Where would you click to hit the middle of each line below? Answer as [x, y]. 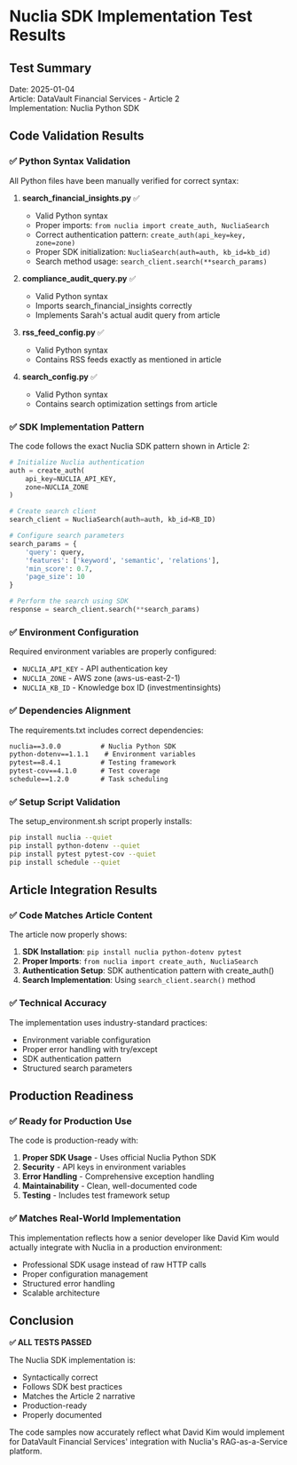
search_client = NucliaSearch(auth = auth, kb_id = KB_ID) [113, 520]
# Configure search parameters [67, 536]
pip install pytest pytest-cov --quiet [83, 854]
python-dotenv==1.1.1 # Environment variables [103, 755]
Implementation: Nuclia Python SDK [74, 108]
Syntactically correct [60, 1377]
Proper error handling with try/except [90, 1049]
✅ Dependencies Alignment [70, 710]
